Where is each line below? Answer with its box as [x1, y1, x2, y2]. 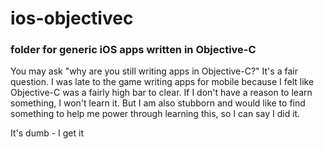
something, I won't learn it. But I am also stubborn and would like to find [10, 97, 306, 109]
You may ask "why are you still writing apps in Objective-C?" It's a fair [10, 65, 298, 77]
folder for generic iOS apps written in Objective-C [10, 43, 257, 57]
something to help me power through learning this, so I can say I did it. [10, 108, 301, 120]
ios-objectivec [10, 7, 134, 30]
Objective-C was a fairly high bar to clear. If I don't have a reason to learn [10, 87, 313, 99]
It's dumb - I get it [10, 127, 85, 139]
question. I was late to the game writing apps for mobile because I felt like [10, 76, 315, 88]
